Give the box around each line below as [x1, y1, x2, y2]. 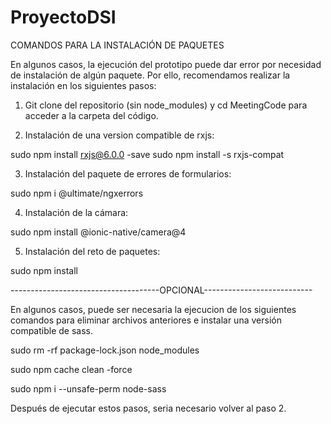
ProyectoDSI [10, 6, 117, 29]
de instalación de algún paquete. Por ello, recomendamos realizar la [10, 69, 291, 81]
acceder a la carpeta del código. [24, 109, 159, 121]
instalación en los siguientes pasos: [10, 79, 157, 91]
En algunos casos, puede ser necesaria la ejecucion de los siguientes [10, 303, 297, 315]
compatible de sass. [10, 324, 93, 336]
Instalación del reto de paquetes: [24, 245, 161, 257]
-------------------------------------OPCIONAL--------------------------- [10, 284, 313, 296]
